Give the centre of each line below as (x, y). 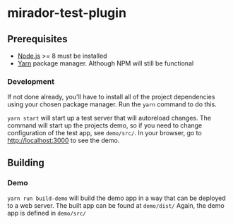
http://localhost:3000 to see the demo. (64, 141)
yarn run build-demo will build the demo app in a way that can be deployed (116, 198)
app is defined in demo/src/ (47, 213)
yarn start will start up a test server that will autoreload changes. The (109, 118)
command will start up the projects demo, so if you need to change (105, 125)
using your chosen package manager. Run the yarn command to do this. (112, 104)
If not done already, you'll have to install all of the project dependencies (111, 97)
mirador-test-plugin (67, 13)
